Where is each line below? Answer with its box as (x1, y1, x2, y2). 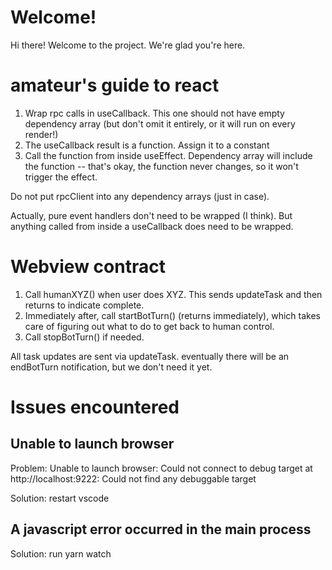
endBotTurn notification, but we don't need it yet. (10, 361, 213, 373)
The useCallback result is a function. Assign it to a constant (24, 139, 270, 151)
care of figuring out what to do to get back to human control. (24, 320, 275, 332)
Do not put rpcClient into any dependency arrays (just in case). (10, 190, 270, 202)
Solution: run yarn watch (10, 547, 112, 560)
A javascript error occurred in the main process (10, 521, 312, 538)
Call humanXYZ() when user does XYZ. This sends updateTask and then (24, 288, 323, 300)
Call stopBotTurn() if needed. (24, 331, 145, 343)
